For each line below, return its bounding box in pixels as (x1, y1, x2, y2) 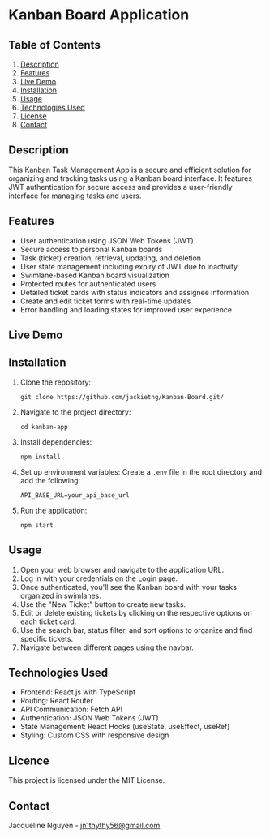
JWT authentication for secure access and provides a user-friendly (8, 182, 233, 191)
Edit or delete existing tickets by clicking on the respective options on (19, 608, 253, 617)
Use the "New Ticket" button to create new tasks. (19, 599, 186, 609)
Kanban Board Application (8, 6, 190, 24)
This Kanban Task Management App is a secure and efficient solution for (8, 165, 251, 174)
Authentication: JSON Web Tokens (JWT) (19, 713, 160, 723)
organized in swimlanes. (19, 591, 101, 600)
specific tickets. (19, 634, 74, 643)
